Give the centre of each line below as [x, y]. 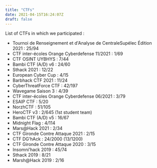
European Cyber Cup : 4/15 [40, 75]
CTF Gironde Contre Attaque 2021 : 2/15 [53, 134]
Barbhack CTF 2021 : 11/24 [40, 80]
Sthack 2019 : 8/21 [31, 155]
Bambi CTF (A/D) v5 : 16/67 [40, 118]
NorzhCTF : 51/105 [31, 107]
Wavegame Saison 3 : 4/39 [40, 91]
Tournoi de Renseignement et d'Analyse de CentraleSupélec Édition [82, 43]
